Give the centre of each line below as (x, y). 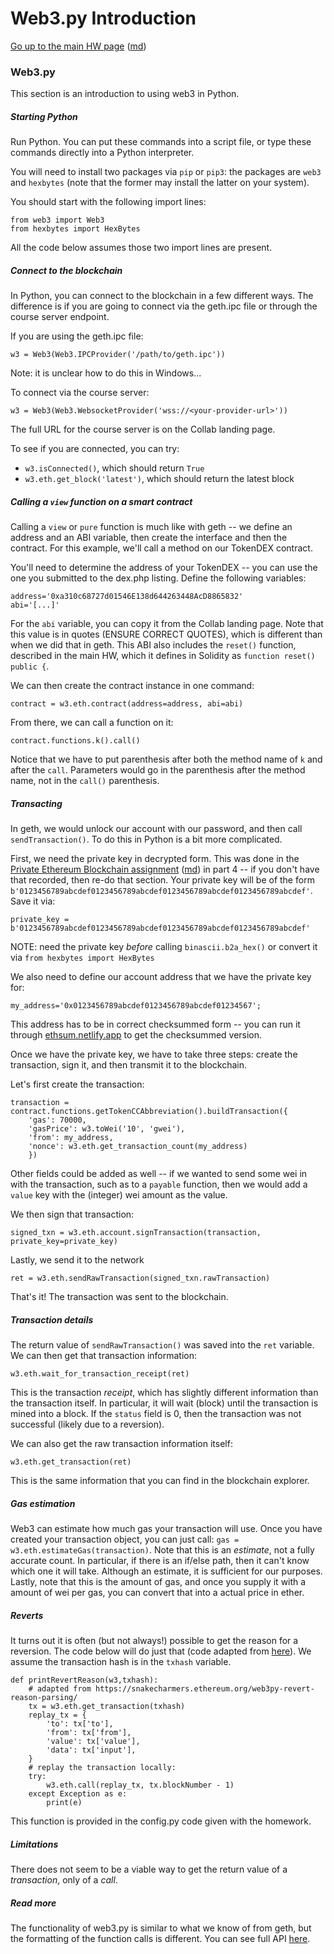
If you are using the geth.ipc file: (77, 336)
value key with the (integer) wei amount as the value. (119, 1195)
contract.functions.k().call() (75, 741)
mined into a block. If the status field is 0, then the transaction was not (156, 1414)
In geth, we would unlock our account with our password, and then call (156, 829)
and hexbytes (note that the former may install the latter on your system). (160, 183)
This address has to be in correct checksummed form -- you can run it (155, 1024)
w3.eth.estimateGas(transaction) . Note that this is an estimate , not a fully (162, 1550)
